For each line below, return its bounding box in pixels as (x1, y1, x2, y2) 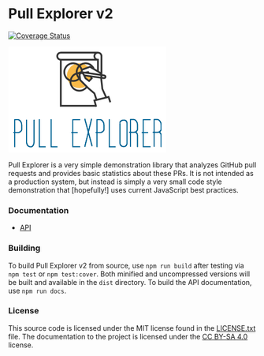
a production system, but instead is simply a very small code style (8, 177, 222, 186)
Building (8, 242, 41, 253)
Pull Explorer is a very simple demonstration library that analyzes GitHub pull (8, 159, 257, 170)
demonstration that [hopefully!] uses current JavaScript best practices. (8, 185, 239, 194)
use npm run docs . (8, 286, 67, 295)
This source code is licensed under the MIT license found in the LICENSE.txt (8, 323, 256, 332)
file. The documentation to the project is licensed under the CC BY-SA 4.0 (8, 332, 248, 341)
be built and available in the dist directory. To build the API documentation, (8, 277, 252, 287)
